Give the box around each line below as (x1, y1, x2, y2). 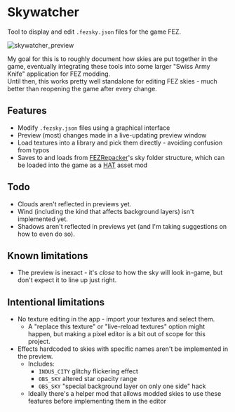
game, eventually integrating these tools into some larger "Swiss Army (7, 62, 210, 70)
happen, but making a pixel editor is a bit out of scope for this (27, 330, 206, 338)
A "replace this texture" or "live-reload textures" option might (27, 322, 206, 331)
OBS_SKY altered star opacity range (38, 375, 137, 383)
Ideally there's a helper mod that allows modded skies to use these (27, 390, 222, 398)
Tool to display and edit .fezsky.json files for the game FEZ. (7, 27, 181, 36)
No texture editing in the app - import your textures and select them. (17, 315, 215, 324)
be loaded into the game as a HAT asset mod (17, 161, 148, 169)
